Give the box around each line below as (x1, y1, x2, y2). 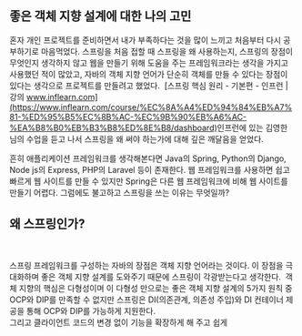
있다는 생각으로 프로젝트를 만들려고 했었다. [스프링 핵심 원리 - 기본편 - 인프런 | (9, 80, 289, 91)
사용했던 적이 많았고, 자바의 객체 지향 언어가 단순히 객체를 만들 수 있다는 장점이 (9, 68, 288, 79)
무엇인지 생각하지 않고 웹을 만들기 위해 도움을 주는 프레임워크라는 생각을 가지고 (9, 57, 289, 68)
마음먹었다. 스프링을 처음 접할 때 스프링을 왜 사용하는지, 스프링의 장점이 (40, 46, 294, 56)
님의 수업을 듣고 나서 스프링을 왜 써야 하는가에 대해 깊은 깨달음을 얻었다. (9, 133, 264, 144)
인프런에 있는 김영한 (216, 122, 288, 133)
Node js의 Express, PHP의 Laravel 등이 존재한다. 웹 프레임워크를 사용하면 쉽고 (9, 164, 291, 175)
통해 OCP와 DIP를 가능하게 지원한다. (25, 305, 156, 316)
